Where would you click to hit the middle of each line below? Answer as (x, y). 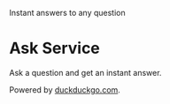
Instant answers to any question (67, 13)
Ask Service (54, 48)
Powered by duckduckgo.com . (65, 89)
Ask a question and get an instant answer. (85, 72)
